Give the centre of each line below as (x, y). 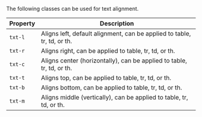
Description (117, 23)
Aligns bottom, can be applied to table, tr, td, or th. (112, 88)
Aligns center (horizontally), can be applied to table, (114, 61)
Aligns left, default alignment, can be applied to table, (116, 34)
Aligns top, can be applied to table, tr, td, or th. (106, 78)
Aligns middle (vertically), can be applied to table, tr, (115, 97)
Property (22, 23)
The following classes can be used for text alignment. (72, 9)
